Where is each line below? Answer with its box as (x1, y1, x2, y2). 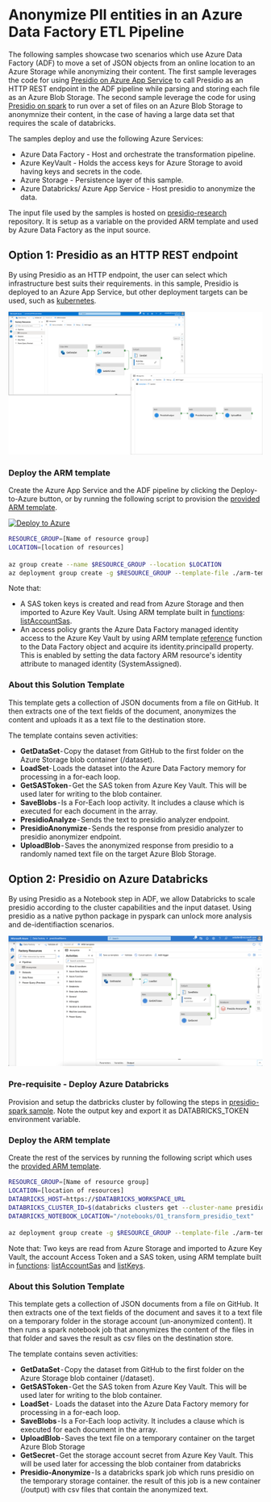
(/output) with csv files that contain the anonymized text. (19, 1485, 209, 1495)
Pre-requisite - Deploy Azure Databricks (8, 1079, 169, 1090)
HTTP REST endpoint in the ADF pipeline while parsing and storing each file (8, 83, 261, 94)
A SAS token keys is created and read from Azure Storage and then (19, 599, 244, 609)
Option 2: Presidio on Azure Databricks (8, 872, 208, 886)
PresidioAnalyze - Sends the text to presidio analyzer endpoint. (19, 814, 230, 824)
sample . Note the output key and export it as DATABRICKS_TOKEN (29, 1106, 249, 1115)
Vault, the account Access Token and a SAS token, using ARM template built (8, 1253, 262, 1262)
